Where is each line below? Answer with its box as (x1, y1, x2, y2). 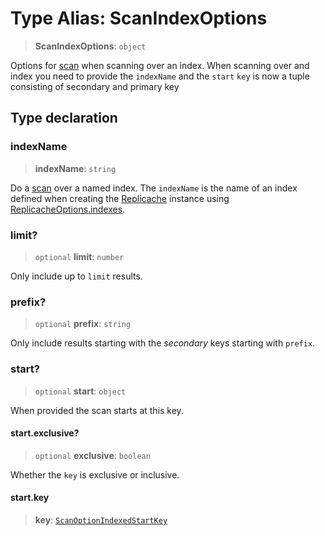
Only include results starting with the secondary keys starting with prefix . (10, 337, 316, 349)
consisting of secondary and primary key (10, 80, 180, 92)
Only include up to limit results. (10, 270, 143, 282)
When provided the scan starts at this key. (10, 404, 184, 416)
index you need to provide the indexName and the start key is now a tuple (10, 70, 310, 82)
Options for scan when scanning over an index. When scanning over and (10, 59, 310, 71)
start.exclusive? (10, 427, 80, 439)
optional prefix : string (34, 318, 132, 330)
